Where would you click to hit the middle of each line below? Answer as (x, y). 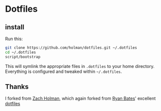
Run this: (14, 39)
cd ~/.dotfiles (21, 52)
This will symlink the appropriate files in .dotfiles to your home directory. (80, 66)
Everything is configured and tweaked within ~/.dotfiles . (64, 71)
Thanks (17, 87)
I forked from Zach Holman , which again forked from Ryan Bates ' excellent (80, 98)
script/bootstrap (23, 57)
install (15, 27)
